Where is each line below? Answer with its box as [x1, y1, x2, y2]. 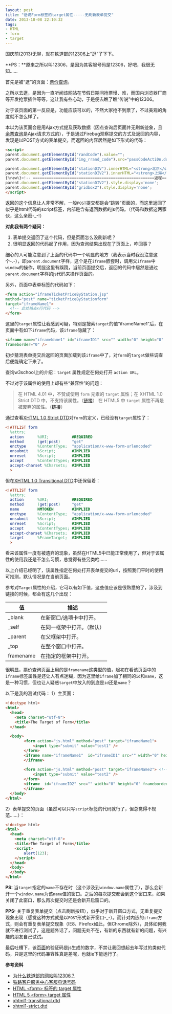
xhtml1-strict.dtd [12, 1003, 48, 1009]
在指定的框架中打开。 [40, 653, 92, 660]
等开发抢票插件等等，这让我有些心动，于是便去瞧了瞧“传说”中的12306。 [5, 96, 157, 102]
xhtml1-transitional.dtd [12, 998, 60, 1003]
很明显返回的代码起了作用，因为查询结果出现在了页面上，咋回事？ [12, 240, 152, 247]
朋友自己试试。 [14, 934, 46, 939]
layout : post [5, 7, 33, 13]
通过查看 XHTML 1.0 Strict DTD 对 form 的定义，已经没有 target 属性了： [5, 414, 150, 421]
